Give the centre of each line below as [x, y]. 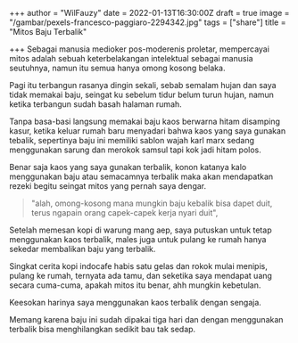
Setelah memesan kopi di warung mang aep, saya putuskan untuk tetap [141, 230]
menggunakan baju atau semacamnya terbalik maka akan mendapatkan [141, 176]
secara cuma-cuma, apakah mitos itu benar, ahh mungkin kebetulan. [135, 285]
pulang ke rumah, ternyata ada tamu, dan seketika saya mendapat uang [141, 276]
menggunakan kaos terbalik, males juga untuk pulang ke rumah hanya [138, 239]
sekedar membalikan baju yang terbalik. [83, 249]
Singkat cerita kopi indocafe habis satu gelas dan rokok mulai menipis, [138, 266]
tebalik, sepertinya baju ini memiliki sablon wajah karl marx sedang [132, 140]
